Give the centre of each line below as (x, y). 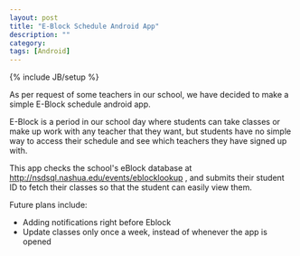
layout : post (34, 18)
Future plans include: (48, 205)
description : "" (40, 34)
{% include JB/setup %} (54, 77)
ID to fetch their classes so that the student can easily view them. (131, 187)
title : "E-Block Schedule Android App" (84, 26)
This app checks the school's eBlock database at (101, 168)
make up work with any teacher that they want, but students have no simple (150, 131)
